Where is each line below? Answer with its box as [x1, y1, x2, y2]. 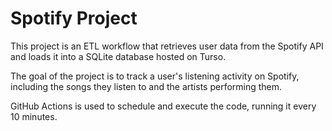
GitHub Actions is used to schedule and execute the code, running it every [10, 100, 317, 112]
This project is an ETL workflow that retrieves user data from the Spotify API [10, 40, 324, 52]
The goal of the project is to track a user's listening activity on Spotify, [10, 70, 300, 82]
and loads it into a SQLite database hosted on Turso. [10, 50, 227, 62]
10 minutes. [10, 110, 58, 122]
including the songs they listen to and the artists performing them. [10, 80, 283, 92]
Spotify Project [10, 7, 138, 30]
